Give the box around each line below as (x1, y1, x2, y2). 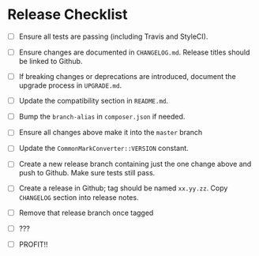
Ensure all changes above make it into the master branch (18, 128, 203, 137)
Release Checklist (7, 6, 128, 24)
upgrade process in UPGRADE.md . (18, 81, 122, 90)
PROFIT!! (18, 239, 48, 249)
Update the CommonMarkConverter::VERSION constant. (18, 144, 189, 153)
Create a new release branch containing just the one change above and (18, 160, 252, 169)
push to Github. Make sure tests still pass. (18, 168, 156, 178)
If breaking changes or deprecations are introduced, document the (18, 72, 236, 81)
